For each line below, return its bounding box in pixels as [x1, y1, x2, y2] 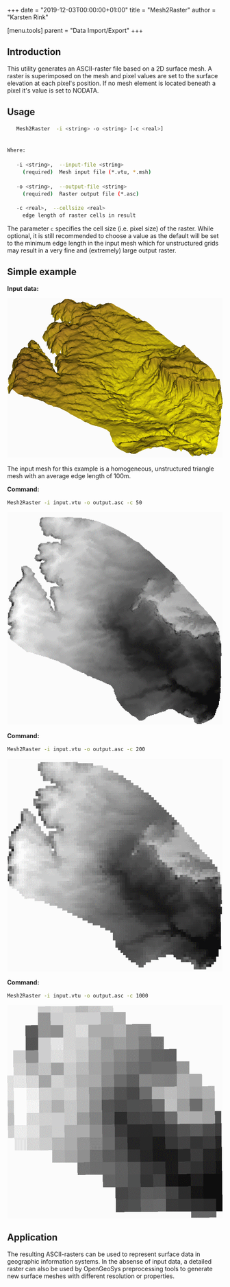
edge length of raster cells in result [22, 212, 136, 219]
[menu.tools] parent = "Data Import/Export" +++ [7, 27, 144, 34]
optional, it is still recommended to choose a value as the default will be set [7, 232, 219, 239]
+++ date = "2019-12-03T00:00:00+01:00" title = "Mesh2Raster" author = [7, 6, 216, 14]
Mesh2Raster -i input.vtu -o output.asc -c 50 [7, 499, 142, 506]
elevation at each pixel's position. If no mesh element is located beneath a [7, 79, 216, 87]
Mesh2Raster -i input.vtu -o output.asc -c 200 [7, 746, 146, 753]
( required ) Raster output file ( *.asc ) [22, 190, 139, 198]
